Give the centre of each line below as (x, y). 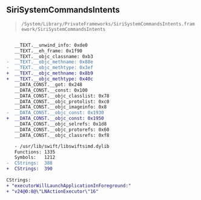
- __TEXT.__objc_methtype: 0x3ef (50, 68)
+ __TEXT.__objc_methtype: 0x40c (50, 79)
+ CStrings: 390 (29, 169)
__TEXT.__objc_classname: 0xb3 (54, 56)
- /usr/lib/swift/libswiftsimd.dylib (62, 146)
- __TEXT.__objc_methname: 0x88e (50, 62)
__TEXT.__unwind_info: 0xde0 (51, 45)
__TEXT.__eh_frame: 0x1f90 (48, 51)
